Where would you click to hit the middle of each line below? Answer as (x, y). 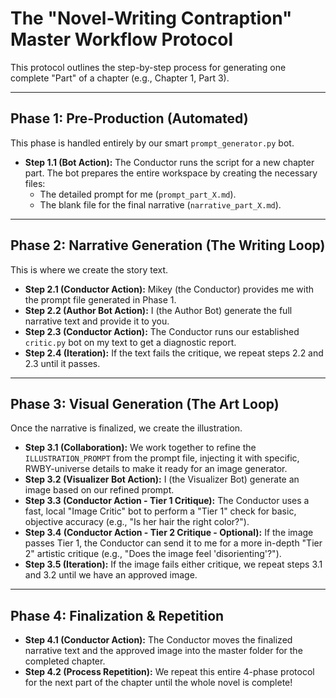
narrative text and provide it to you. (97, 321)
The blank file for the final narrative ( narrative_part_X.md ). (160, 204)
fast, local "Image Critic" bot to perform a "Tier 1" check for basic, (160, 511)
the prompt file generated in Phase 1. (100, 299)
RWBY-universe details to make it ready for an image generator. (156, 469)
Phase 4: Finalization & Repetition (117, 615)
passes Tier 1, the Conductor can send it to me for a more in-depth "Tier (173, 543)
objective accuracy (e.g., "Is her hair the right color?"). (137, 522)
